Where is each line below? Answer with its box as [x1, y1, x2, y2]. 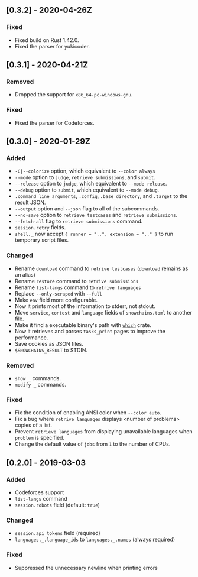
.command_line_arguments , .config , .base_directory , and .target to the [14, 193, 188, 200]
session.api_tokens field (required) [14, 530, 100, 537]
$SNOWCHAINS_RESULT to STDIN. [14, 346, 87, 354]
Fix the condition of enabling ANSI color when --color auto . [14, 409, 161, 416]
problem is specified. [14, 435, 65, 442]
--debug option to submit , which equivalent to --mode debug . [14, 186, 160, 193]
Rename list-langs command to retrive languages [14, 284, 141, 291]
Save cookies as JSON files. [14, 340, 84, 347]
